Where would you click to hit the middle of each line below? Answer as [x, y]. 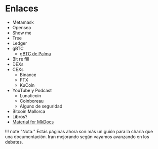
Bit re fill [21, 59]
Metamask [23, 22]
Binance [28, 74]
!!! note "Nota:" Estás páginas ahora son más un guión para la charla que [79, 131]
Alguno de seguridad [41, 106]
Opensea [21, 27]
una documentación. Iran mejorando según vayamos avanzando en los [77, 137]
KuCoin [27, 85]
